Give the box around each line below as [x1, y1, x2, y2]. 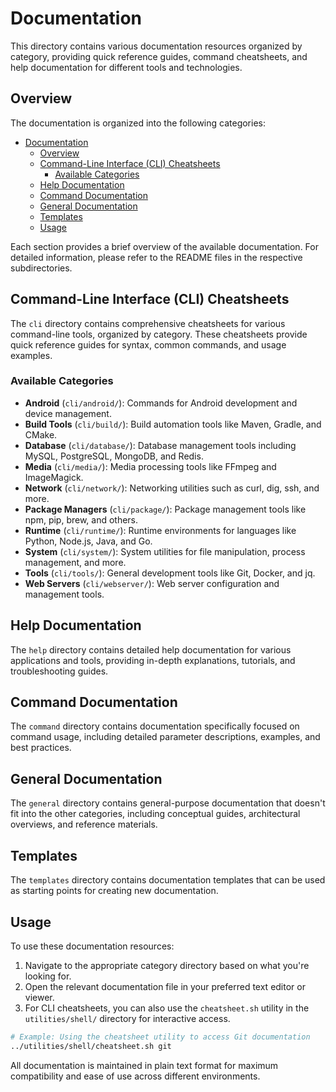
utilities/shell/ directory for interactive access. [24, 1012, 231, 1024]
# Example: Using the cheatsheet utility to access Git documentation [10, 1032, 311, 1042]
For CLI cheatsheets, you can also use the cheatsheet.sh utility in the [24, 1002, 310, 1014]
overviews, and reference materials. [10, 818, 158, 831]
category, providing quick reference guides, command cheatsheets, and [10, 50, 308, 62]
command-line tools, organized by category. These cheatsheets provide [10, 328, 308, 340]
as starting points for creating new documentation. [10, 885, 219, 897]
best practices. [10, 742, 72, 754]
